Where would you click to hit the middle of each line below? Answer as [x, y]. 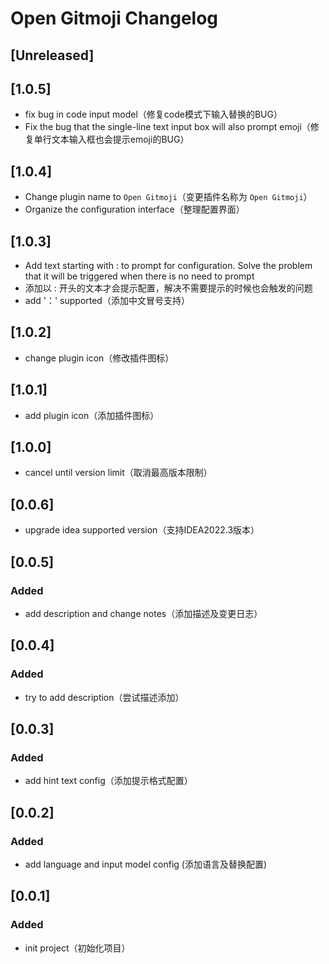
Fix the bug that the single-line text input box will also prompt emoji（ [167, 127]
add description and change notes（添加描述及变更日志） [143, 613]
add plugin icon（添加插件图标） [92, 415]
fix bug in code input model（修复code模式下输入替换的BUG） [153, 114]
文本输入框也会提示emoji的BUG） [120, 139]
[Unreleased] [52, 55]
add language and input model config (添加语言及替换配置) [146, 864]
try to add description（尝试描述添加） [104, 697]
